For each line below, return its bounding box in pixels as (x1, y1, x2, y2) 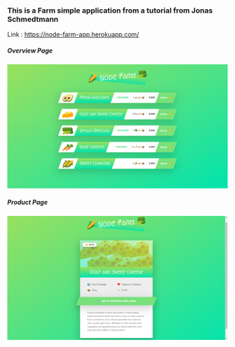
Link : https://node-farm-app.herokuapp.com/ (7, 30, 140, 39)
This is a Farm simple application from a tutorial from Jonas (7, 6, 213, 15)
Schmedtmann (7, 14, 59, 24)
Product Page (7, 198, 48, 206)
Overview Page (7, 46, 53, 55)
